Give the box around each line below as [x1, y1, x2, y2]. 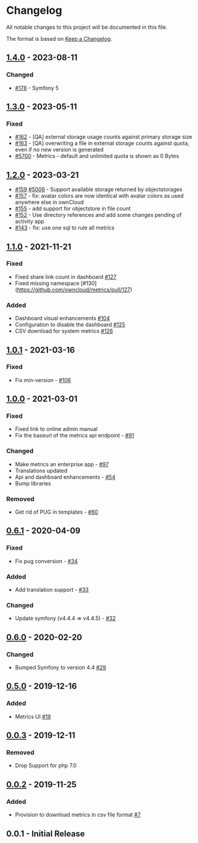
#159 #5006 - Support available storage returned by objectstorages [14, 186, 183, 193]
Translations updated [14, 467, 68, 474]
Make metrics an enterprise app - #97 [14, 460, 109, 467]
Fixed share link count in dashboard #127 [14, 273, 117, 280]
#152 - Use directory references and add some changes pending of [14, 212, 182, 219]
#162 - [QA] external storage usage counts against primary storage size [14, 133, 193, 141]
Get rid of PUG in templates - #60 [14, 508, 98, 516]
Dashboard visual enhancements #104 [14, 315, 110, 322]
